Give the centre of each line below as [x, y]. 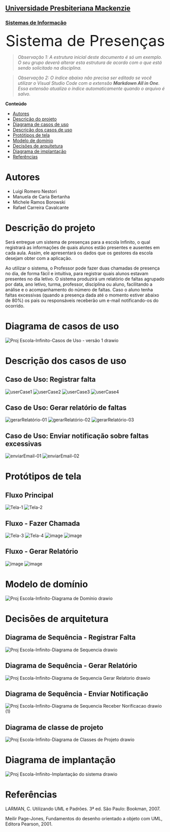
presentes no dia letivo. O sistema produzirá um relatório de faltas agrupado [85, 279]
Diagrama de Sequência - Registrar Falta [71, 637]
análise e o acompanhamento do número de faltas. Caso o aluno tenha [79, 289]
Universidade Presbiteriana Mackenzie [68, 8]
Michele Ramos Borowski [39, 202]
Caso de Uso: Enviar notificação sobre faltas [77, 436]
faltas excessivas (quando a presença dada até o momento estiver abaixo [82, 295]
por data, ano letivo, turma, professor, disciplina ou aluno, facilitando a [79, 284]
